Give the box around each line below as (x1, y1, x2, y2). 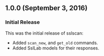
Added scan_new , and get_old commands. (12, 40, 98, 46)
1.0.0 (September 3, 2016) (5, 4, 87, 12)
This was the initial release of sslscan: (5, 30, 83, 36)
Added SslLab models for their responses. (12, 45, 99, 51)
